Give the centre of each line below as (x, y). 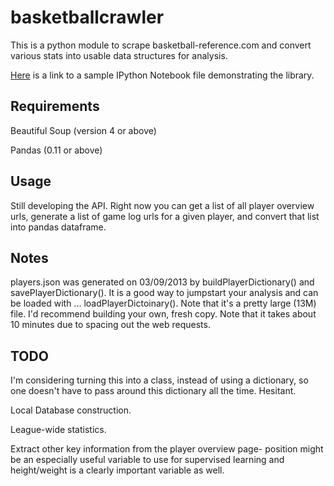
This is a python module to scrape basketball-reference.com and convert (161, 45)
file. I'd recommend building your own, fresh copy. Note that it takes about (163, 314)
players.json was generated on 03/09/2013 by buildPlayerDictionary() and (162, 282)
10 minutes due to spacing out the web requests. (110, 325)
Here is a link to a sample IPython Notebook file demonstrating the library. (162, 75)
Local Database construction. (71, 410)
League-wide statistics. (58, 430)
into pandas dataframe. (58, 227)
